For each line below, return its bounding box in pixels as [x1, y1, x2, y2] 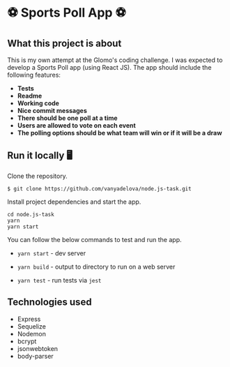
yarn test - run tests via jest [17, 276, 102, 284]
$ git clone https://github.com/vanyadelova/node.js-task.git [7, 185, 192, 192]
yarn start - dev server [17, 248, 86, 257]
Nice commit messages [17, 107, 87, 114]
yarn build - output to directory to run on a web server [17, 262, 176, 271]
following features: [7, 70, 61, 79]
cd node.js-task [7, 211, 54, 218]
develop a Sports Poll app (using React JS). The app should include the [7, 63, 212, 71]
